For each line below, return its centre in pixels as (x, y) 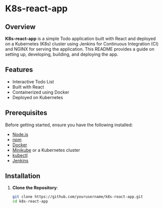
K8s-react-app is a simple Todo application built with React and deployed (81, 38)
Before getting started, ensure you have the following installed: (69, 125)
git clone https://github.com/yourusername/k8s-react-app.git (78, 197)
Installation (23, 176)
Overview (20, 27)
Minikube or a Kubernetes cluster (46, 150)
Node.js (20, 134)
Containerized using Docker (41, 92)
